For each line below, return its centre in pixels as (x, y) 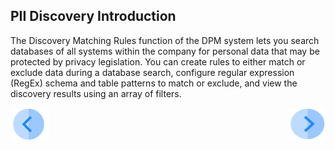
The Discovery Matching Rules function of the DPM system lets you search (165, 40)
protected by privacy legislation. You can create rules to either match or (158, 61)
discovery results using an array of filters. (96, 93)
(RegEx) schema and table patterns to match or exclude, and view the (154, 83)
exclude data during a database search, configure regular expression (152, 72)
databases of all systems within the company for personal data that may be (165, 51)
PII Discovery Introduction (93, 16)
